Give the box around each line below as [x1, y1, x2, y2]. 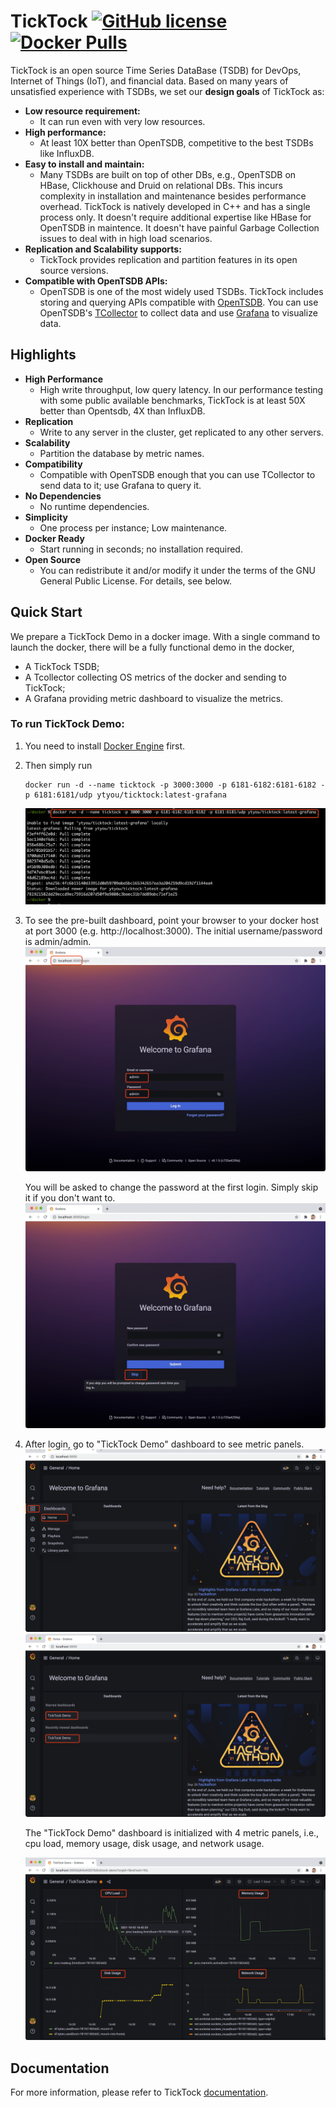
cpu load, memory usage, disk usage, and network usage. [24, 1837, 265, 1849]
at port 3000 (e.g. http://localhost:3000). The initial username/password [24, 925, 323, 937]
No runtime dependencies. [39, 500, 150, 512]
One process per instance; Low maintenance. [39, 521, 228, 534]
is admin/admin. [24, 936, 92, 948]
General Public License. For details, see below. [39, 575, 232, 587]
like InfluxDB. [39, 147, 95, 159]
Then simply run [24, 759, 93, 771]
